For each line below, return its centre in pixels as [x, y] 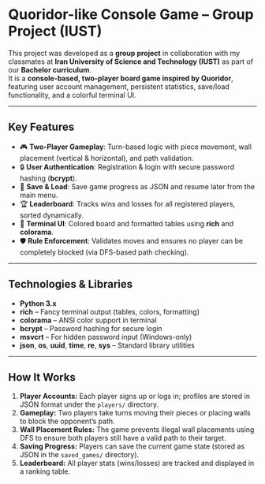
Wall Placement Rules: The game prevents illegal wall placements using [137, 430]
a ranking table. [45, 471]
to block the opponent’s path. [67, 421]
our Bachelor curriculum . [50, 69]
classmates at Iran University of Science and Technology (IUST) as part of [131, 61]
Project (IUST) [55, 31]
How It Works [42, 377]
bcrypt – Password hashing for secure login [91, 328]
